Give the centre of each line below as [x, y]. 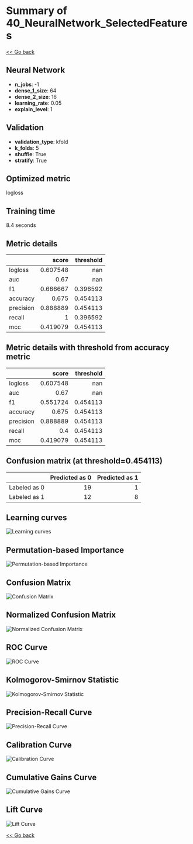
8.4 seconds [21, 225]
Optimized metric [39, 179]
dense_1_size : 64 [35, 90]
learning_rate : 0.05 [38, 103]
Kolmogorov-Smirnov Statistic [63, 680]
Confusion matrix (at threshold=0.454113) [84, 461]
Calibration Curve [39, 745]
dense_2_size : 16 [36, 97]
